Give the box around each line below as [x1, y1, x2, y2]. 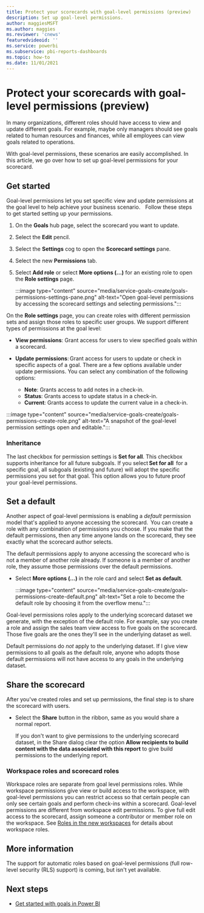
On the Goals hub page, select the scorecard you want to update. [15, 222, 180, 229]
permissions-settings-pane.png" [15, 293, 97, 301]
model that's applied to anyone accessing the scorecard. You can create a [6, 519, 193, 526]
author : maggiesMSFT [6, 20, 59, 26]
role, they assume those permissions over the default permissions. [6, 563, 173, 570]
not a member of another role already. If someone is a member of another [6, 556, 191, 564]
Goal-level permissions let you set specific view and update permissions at [6, 197, 194, 205]
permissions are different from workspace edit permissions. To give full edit [6, 806, 195, 814]
